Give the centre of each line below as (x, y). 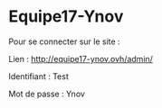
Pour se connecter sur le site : (64, 41)
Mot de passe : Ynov (47, 94)
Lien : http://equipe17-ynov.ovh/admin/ (81, 58)
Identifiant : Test (39, 76)
